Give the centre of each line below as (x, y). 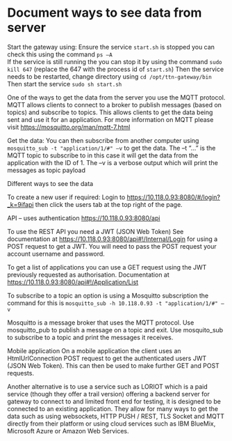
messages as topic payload (46, 170)
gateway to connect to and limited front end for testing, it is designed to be (114, 401)
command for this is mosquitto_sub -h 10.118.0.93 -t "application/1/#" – (116, 303)
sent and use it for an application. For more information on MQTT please (110, 119)
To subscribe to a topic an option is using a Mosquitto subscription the (108, 295)
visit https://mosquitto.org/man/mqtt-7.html (69, 127)
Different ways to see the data (50, 183)
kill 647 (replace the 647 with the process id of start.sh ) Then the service (116, 69)
